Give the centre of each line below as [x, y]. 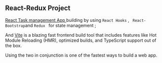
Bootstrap [15, 26]
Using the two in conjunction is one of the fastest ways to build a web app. [81, 55]
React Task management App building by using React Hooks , [67, 20]
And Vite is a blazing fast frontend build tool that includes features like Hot [81, 35]
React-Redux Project [38, 8]
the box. [14, 45]
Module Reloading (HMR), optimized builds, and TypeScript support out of [81, 40]
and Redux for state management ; [61, 25]
